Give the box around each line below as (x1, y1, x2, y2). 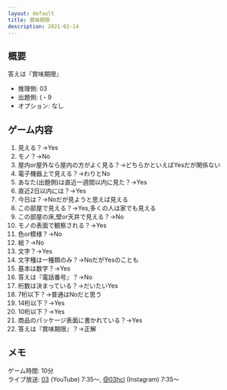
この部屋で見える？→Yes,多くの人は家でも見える (17, 204, 157, 212)
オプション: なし (17, 101, 64, 110)
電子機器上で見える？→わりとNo (17, 170, 111, 177)
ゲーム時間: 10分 (8, 367, 54, 375)
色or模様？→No (17, 230, 63, 238)
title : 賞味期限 (8, 17, 50, 23)
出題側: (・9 (17, 93, 52, 101)
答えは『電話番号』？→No (17, 273, 93, 281)
